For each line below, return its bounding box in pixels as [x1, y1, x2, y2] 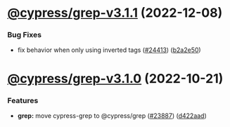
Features [7, 95, 39, 105]
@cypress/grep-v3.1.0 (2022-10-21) [7, 70, 224, 86]
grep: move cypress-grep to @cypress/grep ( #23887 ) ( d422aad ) [17, 111, 207, 120]
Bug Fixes [7, 30, 42, 40]
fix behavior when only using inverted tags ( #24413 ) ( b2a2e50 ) [17, 46, 202, 54]
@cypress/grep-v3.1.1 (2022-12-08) [7, 5, 223, 21]
